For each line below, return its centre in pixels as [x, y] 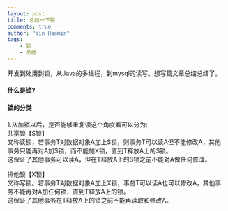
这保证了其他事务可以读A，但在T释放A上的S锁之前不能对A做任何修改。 [109, 159]
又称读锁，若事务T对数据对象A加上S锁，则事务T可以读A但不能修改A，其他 [114, 142]
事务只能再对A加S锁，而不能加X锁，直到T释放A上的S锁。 [90, 150]
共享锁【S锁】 [28, 133]
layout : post [26, 14]
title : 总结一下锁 [31, 20]
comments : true [29, 26]
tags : [15, 40]
